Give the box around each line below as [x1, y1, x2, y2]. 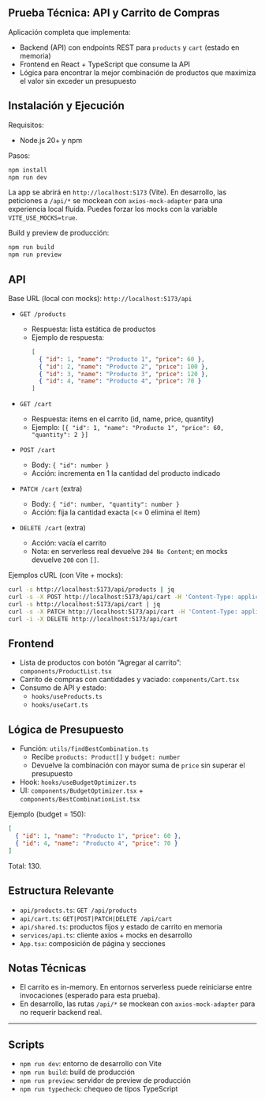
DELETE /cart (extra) [19, 523, 87, 533]
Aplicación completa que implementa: [8, 27, 132, 36]
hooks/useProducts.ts [31, 693, 103, 701]
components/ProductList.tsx [19, 668, 112, 676]
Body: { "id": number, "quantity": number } [31, 500, 180, 509]
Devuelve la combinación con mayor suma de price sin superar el [31, 760, 246, 770]
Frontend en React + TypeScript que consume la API [19, 59, 191, 69]
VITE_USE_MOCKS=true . [8, 213, 78, 222]
